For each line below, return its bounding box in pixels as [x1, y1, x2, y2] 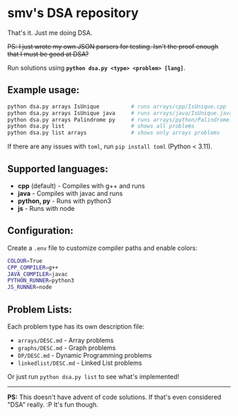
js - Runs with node [17, 204, 75, 212]
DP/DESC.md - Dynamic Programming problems [17, 351, 152, 359]
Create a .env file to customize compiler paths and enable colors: [7, 243, 198, 252]
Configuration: [7, 225, 74, 237]
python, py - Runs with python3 [17, 197, 112, 205]
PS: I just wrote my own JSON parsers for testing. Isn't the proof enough [7, 42, 219, 50]
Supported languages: [7, 163, 108, 175]
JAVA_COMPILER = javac [7, 270, 69, 278]
